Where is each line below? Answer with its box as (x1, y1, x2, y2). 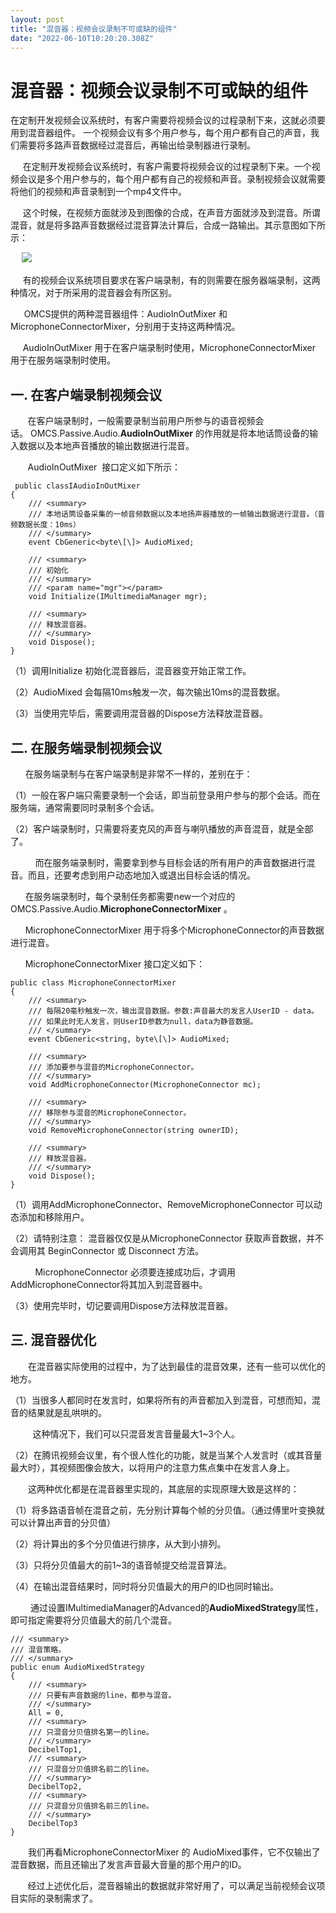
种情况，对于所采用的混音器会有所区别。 (10, 287, 177, 299)
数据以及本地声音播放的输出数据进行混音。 (18, 440, 195, 452)
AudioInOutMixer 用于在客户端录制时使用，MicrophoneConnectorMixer (22, 342, 316, 354)
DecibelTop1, (28, 1744, 83, 1755)
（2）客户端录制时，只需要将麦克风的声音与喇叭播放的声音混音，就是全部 (10, 822, 314, 835)
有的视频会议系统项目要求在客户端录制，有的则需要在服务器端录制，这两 (22, 274, 321, 286)
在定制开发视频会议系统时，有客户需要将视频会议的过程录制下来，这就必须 (10, 114, 317, 126)
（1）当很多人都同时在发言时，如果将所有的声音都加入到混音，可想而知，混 (10, 1394, 321, 1406)
